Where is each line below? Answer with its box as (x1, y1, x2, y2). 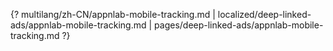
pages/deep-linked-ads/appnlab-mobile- (154, 19, 324, 31)
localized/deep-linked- (217, 9, 312, 20)
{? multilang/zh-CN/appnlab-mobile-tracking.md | (10, 9, 216, 20)
